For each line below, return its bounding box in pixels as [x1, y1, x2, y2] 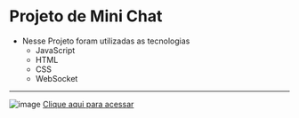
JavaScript [35, 44, 76, 55]
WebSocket [35, 73, 78, 83]
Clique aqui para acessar [43, 98, 134, 109]
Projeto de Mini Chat [9, 6, 163, 27]
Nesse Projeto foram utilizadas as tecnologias [21, 35, 190, 46]
